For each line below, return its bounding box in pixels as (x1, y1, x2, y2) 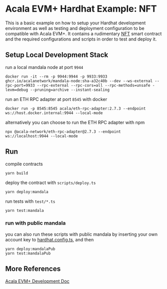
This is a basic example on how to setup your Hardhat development (5, 20, 146, 26)
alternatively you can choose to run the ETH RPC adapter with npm (5, 119, 145, 125)
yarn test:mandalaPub (5, 250, 51, 256)
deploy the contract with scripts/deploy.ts (5, 179, 96, 186)
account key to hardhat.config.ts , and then (5, 236, 94, 242)
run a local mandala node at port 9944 (5, 64, 83, 70)
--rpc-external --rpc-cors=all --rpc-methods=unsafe (37, 83, 151, 88)
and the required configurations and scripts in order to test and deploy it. (5, 36, 157, 42)
